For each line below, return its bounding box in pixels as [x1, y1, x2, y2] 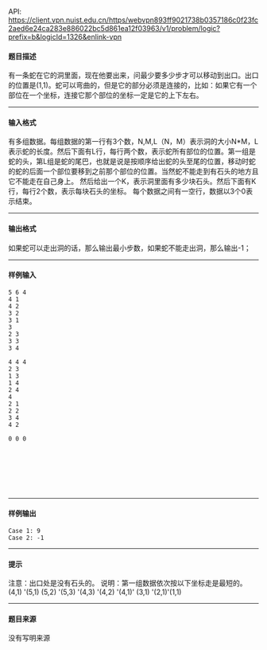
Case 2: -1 [8, 534, 44, 542]
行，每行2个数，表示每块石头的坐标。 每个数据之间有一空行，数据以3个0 [8, 186, 246, 196]
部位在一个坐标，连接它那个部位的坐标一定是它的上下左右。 [8, 91, 203, 100]
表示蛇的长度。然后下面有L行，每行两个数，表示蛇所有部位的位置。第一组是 [8, 147, 256, 156]
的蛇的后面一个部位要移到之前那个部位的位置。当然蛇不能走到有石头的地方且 [8, 166, 259, 176]
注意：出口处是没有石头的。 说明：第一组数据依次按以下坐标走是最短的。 [8, 578, 247, 588]
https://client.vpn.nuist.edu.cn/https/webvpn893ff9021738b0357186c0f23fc [8, 15, 259, 25]
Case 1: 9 [8, 527, 41, 535]
